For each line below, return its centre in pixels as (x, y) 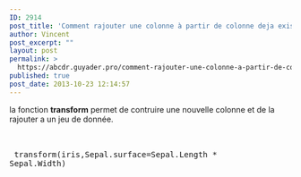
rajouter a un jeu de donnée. (61, 119)
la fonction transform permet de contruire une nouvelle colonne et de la (142, 109)
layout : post (34, 51)
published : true (39, 76)
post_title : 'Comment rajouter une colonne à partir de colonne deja (142, 26)
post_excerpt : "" (42, 42)
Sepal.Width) (38, 163)
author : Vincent (39, 34)
